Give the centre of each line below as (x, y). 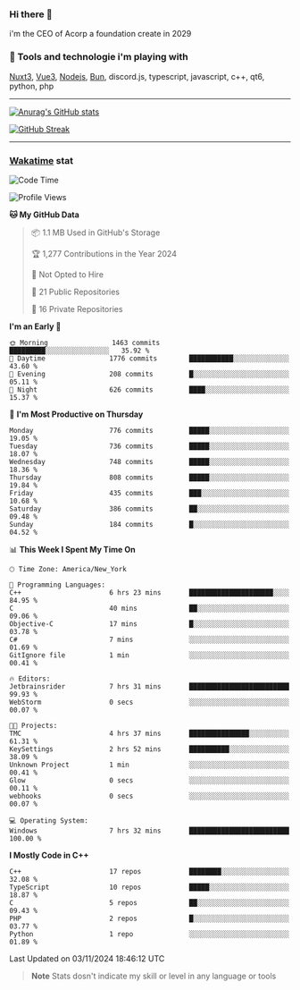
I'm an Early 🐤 (35, 326)
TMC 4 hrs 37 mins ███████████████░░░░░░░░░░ (150, 733)
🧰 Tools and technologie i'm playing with (99, 57)
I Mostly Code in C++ (49, 855)
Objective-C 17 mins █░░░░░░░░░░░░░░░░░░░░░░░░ (150, 624)
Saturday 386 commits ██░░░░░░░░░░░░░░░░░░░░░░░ (150, 509)
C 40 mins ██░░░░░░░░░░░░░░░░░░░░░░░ (150, 608)
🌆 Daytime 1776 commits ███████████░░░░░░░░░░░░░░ (150, 358)
